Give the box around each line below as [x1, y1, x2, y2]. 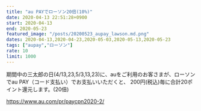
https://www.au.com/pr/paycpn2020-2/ [6, 97, 105, 105]
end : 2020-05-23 [6, 25, 47, 32]
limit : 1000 [6, 53, 36, 59]
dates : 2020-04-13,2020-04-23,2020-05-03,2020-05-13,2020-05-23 [6, 37, 171, 43]
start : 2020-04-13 [6, 20, 52, 26]
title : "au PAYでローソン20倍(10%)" [6, 8, 93, 15]
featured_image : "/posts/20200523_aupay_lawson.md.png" [6, 31, 149, 37]
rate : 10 [6, 48, 28, 54]
